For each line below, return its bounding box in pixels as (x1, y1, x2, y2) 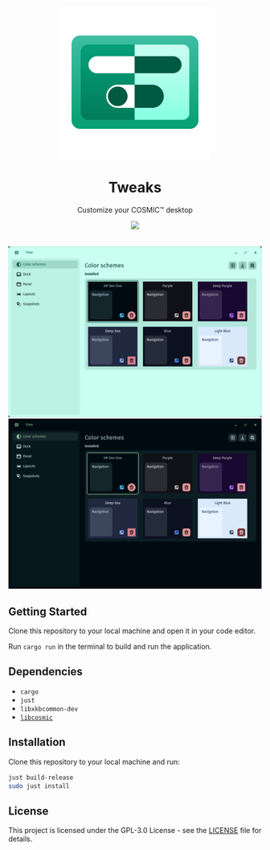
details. (8, 834, 33, 844)
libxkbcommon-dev (19, 705, 79, 713)
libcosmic (19, 713, 54, 722)
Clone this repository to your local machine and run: (8, 757, 181, 766)
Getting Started (8, 604, 88, 618)
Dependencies (8, 665, 83, 678)
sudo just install (8, 782, 70, 790)
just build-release (8, 773, 74, 782)
